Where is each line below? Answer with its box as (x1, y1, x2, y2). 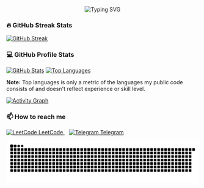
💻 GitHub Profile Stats (6, 51, 75, 59)
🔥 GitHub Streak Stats (6, 21, 73, 29)
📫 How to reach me (6, 112, 66, 121)
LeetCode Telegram (38, 128, 124, 136)
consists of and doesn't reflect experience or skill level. (6, 85, 145, 92)
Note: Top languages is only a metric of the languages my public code (6, 78, 183, 85)
